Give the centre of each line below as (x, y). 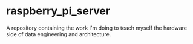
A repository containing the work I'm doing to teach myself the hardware (97, 28)
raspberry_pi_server (58, 11)
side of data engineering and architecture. (59, 34)
